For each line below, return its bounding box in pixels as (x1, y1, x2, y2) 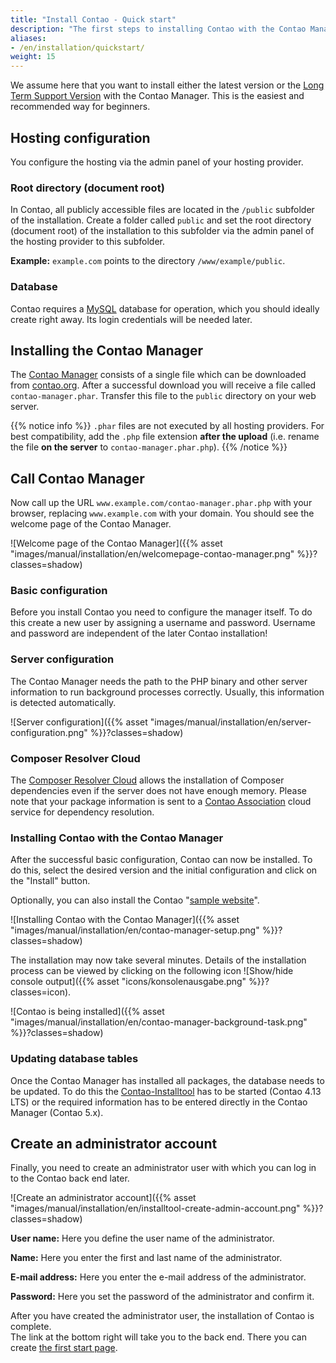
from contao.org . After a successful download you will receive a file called (10, 379, 317, 391)
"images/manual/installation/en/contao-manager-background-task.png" (10, 1016, 308, 1028)
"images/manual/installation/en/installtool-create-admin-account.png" (10, 1202, 301, 1215)
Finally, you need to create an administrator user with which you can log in (10, 1162, 317, 1174)
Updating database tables (10, 1052, 139, 1066)
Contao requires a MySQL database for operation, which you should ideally (10, 302, 320, 315)
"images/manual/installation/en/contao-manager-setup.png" (10, 924, 260, 936)
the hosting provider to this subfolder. (10, 236, 166, 248)
